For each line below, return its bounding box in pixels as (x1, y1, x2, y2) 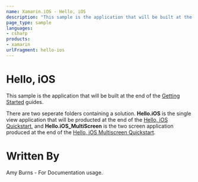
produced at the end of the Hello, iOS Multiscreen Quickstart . (6, 128, 156, 136)
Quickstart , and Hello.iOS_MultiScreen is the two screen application (6, 122, 174, 129)
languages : (6, 25, 33, 31)
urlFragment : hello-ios (6, 47, 65, 53)
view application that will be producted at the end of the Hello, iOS (6, 116, 168, 123)
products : (6, 36, 31, 42)
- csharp (6, 31, 28, 37)
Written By (6, 149, 60, 162)
